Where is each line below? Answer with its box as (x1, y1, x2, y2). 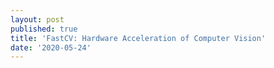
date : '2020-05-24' (10, 42, 92, 53)
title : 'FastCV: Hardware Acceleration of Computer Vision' (10, 33, 267, 43)
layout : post (10, 14, 65, 25)
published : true (10, 24, 78, 34)
